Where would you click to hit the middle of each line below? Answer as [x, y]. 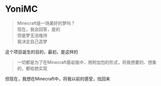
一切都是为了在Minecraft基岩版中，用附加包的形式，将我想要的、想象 [87, 62]
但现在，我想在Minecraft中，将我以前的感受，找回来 [57, 79]
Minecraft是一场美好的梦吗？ [46, 23]
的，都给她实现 [32, 68]
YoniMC [22, 9]
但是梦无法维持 [32, 35]
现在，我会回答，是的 [38, 29]
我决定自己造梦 [32, 41]
